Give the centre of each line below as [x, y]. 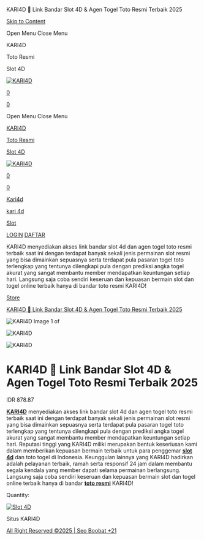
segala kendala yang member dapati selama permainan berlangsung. [93, 470]
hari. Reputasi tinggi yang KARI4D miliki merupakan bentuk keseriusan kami [102, 444]
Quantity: [18, 495]
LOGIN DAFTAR [26, 235]
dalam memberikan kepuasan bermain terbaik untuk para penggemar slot [99, 451]
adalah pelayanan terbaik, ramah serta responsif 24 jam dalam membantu [99, 463]
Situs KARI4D [23, 519]
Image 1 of [47, 321]
